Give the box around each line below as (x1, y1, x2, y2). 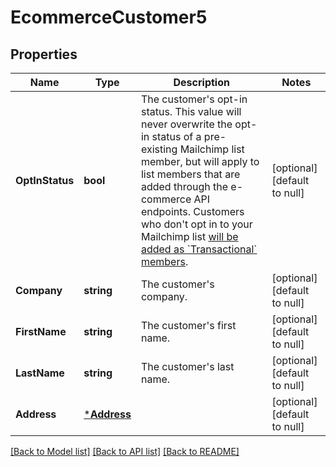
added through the (140, 180, 229, 193)
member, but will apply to (140, 155, 260, 168)
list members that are (140, 167, 241, 181)
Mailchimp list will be (140, 230, 239, 243)
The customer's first (140, 319, 237, 332)
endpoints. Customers (140, 205, 245, 218)
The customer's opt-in (140, 92, 248, 106)
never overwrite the (140, 117, 233, 131)
